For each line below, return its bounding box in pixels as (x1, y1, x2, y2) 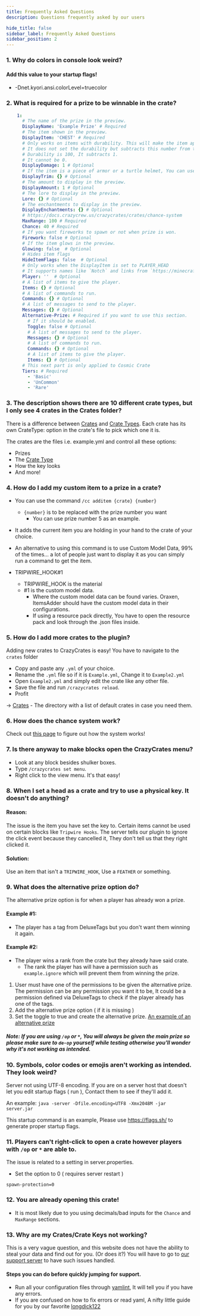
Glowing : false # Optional (21, 246, 92, 252)
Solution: (6, 855, 30, 862)
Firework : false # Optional (21, 234, 92, 241)
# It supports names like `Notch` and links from (21, 268, 148, 274)
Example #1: (6, 910, 37, 917)
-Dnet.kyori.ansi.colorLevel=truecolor (14, 84, 107, 91)
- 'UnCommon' (27, 379, 60, 385)
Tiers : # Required (21, 368, 68, 374)
